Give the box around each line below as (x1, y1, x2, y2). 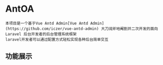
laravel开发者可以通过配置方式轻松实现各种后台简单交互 (5, 37, 108, 42)
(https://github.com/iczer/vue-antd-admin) (5, 26, 99, 31)
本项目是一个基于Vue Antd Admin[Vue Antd (5, 21, 88, 26)
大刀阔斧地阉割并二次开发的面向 (101, 26, 158, 31)
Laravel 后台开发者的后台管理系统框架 (5, 31, 77, 37)
